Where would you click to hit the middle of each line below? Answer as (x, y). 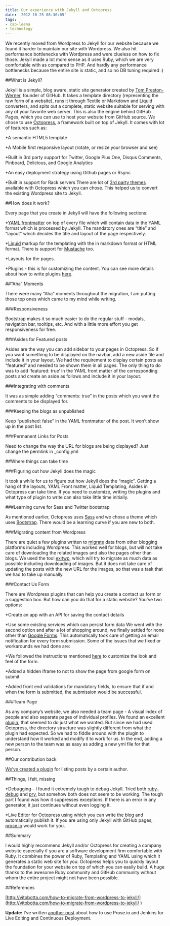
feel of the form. (22, 662)
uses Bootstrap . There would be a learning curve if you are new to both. (80, 522)
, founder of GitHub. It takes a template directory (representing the (89, 96)
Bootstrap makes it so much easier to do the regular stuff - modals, (75, 319)
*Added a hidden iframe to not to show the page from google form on (78, 671)
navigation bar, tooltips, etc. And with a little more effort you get (72, 324)
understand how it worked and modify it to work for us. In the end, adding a (84, 739)
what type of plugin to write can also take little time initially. (67, 497)
